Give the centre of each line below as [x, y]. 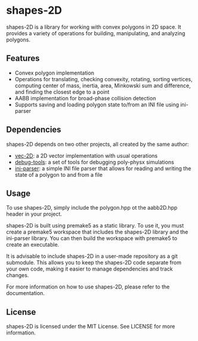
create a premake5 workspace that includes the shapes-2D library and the [97, 232]
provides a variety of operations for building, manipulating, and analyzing [96, 33]
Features [23, 58]
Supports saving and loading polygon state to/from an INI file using [97, 105]
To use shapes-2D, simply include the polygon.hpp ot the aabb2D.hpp [92, 208]
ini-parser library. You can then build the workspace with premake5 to [92, 238]
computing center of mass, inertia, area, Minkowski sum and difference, [103, 85]
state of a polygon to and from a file [59, 174]
